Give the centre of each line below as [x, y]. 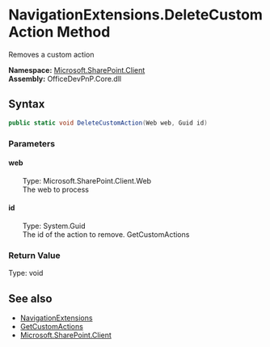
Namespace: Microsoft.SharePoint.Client [77, 70]
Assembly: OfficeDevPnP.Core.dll [65, 78]
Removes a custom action [51, 54]
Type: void [26, 273]
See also [30, 298]
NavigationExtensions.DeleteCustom [135, 15]
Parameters [32, 143]
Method [83, 32]
